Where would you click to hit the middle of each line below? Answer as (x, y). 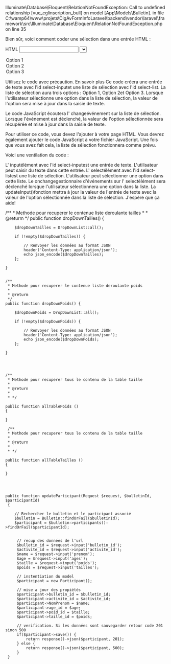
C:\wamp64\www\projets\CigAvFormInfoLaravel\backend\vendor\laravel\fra (85, 18)
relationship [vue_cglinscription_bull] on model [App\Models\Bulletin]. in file (85, 13)
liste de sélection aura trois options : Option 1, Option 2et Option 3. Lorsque (84, 93)
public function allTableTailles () (44, 460)
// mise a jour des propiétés (49, 590)
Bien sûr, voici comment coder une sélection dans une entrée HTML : (78, 39)
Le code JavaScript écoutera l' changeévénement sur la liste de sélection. (83, 113)
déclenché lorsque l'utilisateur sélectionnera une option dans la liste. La (81, 187)
